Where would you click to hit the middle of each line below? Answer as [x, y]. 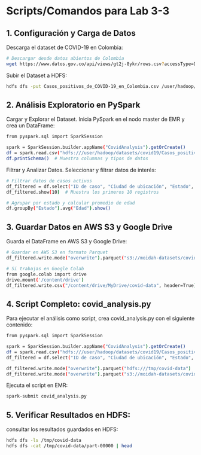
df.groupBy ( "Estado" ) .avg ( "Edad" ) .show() [59, 208]
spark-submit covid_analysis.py [46, 396]
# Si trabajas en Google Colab [45, 268]
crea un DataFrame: [31, 126]
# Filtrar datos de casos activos [49, 181]
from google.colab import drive [46, 274]
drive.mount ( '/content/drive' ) [45, 280]
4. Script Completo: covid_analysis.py [79, 304]
